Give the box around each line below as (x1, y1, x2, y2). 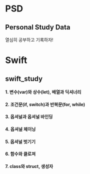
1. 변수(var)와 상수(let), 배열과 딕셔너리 (5, 89, 81, 95)
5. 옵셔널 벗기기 (5, 138, 36, 144)
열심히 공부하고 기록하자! (5, 37, 53, 42)
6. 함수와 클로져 (5, 151, 36, 157)
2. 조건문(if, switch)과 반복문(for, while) (5, 101, 85, 107)
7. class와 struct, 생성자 (5, 163, 53, 169)
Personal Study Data (5, 23, 70, 31)
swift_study (5, 74, 43, 83)
